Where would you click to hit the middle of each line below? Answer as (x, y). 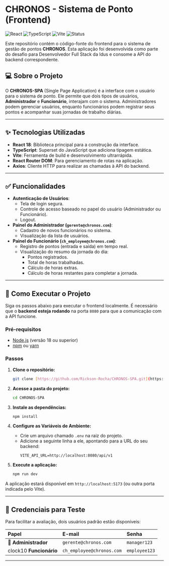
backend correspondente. (32, 59)
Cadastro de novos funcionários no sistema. (66, 231)
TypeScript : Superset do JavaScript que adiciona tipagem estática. (82, 150)
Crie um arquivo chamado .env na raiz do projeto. (71, 436)
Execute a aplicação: (35, 465)
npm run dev (25, 474)
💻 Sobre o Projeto (34, 76)
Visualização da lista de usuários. (55, 236)
